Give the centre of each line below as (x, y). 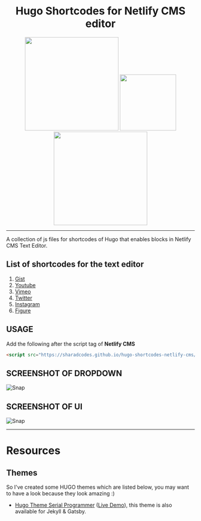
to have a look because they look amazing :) (60, 493)
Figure (23, 310)
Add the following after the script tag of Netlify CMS (71, 344)
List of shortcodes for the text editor (75, 264)
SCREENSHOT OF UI (44, 406)
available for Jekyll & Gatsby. (51, 511)
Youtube (25, 285)
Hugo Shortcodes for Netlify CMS (100, 11)
